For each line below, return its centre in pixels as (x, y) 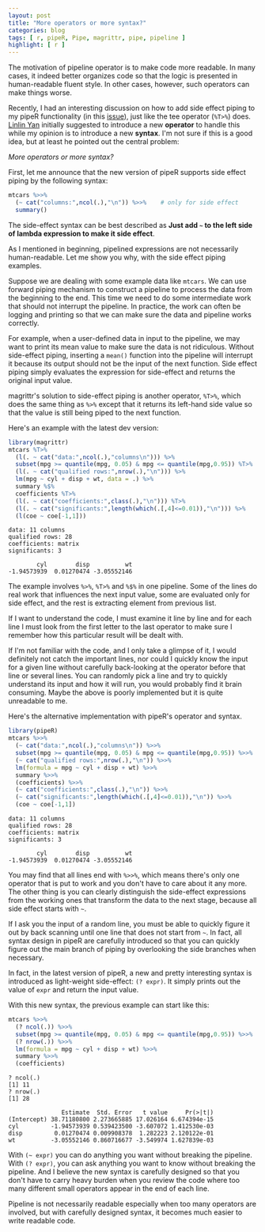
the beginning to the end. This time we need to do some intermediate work (130, 298)
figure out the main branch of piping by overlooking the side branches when (132, 949)
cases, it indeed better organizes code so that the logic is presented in (123, 76)
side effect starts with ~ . (47, 908)
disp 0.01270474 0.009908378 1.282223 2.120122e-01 (111, 1133)
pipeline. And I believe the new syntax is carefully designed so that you (124, 1172)
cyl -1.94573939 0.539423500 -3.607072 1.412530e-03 (111, 1127)
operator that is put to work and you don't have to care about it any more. (128, 883)
